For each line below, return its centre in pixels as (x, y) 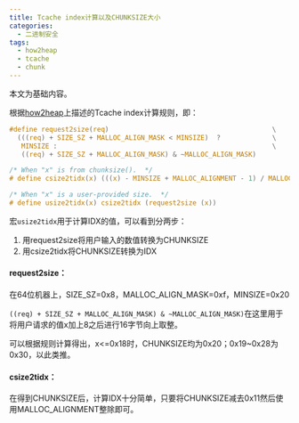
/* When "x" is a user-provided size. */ (89, 195)
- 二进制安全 (38, 34)
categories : (31, 26)
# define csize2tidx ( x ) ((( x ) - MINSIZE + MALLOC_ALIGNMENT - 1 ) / (137, 179)
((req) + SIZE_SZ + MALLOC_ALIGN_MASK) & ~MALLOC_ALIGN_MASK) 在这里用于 (146, 313)
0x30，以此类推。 (42, 355)
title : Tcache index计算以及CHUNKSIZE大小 (85, 17)
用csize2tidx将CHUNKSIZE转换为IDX (89, 251)
